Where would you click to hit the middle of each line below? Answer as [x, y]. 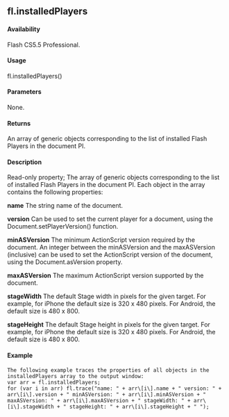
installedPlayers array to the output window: [76, 376]
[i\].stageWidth [31, 407]
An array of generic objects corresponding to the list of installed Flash [107, 139]
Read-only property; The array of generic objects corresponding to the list [113, 177]
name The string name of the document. [65, 206]
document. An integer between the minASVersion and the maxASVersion [111, 247]
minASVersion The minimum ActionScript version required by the [101, 240]
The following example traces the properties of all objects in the [108, 370]
